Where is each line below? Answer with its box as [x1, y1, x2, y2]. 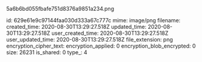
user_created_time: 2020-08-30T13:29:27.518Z [51, 29, 169, 37]
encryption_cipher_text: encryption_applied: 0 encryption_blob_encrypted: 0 [6, 42, 196, 49]
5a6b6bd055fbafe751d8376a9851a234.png [6, 5, 115, 12]
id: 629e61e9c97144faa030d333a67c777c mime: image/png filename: [6, 17, 181, 23]
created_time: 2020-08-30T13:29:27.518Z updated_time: [6, 23, 147, 30]
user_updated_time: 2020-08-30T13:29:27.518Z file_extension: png [6, 36, 173, 43]
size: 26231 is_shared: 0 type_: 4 [6, 49, 87, 56]
